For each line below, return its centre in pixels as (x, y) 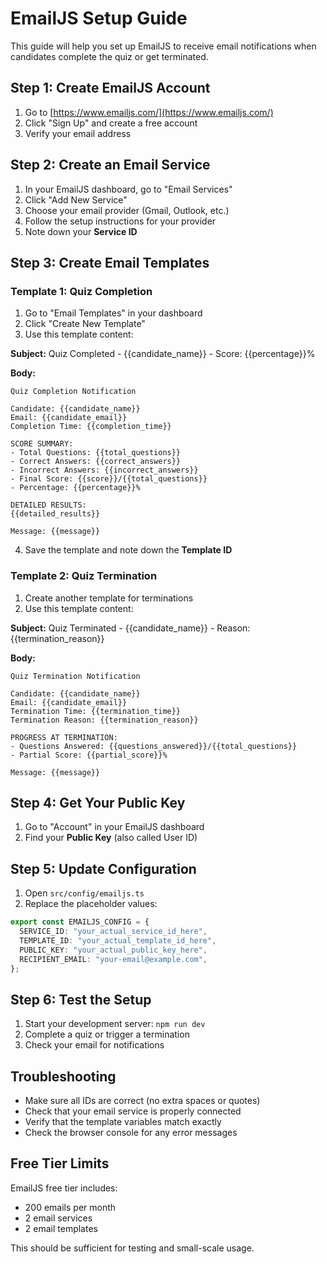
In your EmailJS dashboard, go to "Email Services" (128, 189)
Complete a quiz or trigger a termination (107, 1034)
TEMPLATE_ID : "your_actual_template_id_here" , (118, 940)
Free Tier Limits (60, 1163)
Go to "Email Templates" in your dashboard (113, 313)
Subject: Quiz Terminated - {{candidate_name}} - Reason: (130, 628)
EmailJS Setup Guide (99, 18)
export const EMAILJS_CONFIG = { (80, 922)
